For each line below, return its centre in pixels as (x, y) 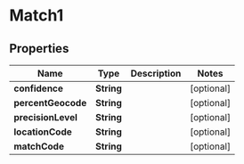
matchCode (39, 146)
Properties (39, 49)
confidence (39, 88)
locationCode (43, 132)
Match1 (37, 16)
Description (156, 74)
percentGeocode (50, 103)
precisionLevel (46, 117)
